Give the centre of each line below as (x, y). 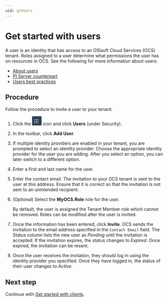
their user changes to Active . (43, 266)
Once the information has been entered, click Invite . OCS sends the (83, 224)
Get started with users (53, 36)
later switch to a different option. (46, 159)
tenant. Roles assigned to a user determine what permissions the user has (82, 55)
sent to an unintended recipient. (46, 190)
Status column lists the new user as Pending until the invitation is (80, 235)
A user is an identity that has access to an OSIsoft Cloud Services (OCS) (80, 50)
